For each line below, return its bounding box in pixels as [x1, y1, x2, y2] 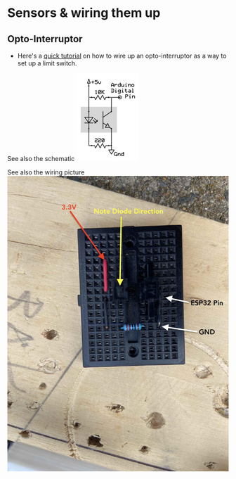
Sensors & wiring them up [7, 5, 161, 21]
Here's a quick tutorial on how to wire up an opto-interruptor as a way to [17, 51, 227, 60]
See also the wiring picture [7, 168, 85, 177]
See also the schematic [7, 155, 75, 162]
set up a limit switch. [17, 59, 77, 68]
